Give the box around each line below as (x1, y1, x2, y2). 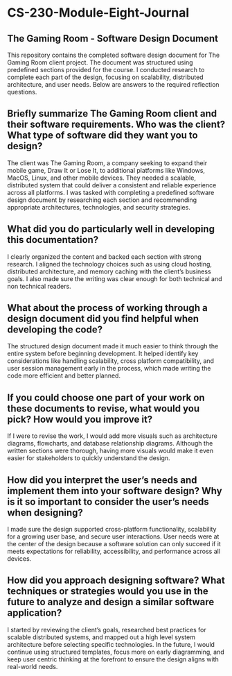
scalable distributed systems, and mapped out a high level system (7, 633, 196, 641)
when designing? (7, 507, 83, 518)
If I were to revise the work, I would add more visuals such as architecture (7, 432, 218, 440)
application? (7, 607, 62, 619)
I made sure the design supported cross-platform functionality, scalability (7, 525, 217, 534)
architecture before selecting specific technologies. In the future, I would (7, 640, 215, 648)
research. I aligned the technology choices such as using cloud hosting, (7, 260, 213, 268)
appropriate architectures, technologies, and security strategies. (7, 203, 190, 211)
